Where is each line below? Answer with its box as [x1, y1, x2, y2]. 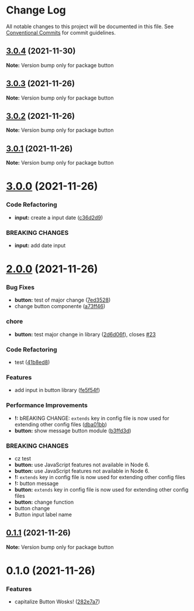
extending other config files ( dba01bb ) [14, 421, 107, 428]
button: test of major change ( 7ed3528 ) [14, 296, 111, 303]
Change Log [6, 4, 66, 17]
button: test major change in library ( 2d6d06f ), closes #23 [14, 330, 156, 337]
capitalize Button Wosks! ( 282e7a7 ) [14, 598, 101, 605]
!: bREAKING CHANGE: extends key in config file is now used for [14, 414, 169, 422]
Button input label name [14, 511, 72, 518]
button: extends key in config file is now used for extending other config [14, 486, 189, 493]
